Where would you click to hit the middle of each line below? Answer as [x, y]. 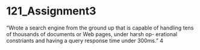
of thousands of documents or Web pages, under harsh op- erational [92, 34]
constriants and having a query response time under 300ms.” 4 [85, 40]
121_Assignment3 [51, 11]
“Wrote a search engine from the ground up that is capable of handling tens [100, 28]
